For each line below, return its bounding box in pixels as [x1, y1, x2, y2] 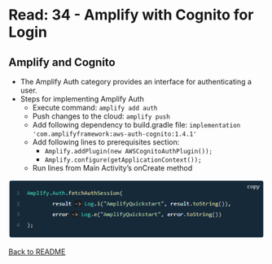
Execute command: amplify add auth [32, 103, 158, 112]
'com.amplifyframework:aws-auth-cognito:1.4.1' [32, 130, 197, 138]
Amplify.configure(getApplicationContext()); [44, 156, 202, 164]
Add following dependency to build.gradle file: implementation [32, 120, 241, 129]
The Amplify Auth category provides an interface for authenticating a [20, 77, 252, 86]
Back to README [8, 247, 66, 257]
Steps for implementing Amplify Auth [20, 94, 144, 103]
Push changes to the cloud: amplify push [32, 111, 171, 121]
